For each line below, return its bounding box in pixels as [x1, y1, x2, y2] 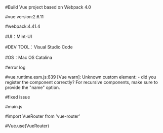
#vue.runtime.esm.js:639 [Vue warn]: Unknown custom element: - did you [5, 74, 157, 80]
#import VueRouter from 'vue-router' [5, 113, 81, 119]
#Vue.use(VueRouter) [5, 123, 49, 129]
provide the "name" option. [5, 85, 60, 90]
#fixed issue [5, 94, 31, 100]
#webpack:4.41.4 [5, 23, 41, 29]
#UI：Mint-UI [5, 34, 32, 39]
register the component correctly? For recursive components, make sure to [5, 79, 158, 85]
